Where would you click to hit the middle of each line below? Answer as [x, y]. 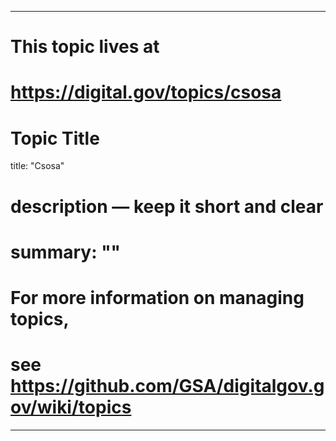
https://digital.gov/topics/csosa [146, 92]
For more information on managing [157, 297]
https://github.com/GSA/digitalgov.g [167, 386]
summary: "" [66, 252]
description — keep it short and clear [167, 206]
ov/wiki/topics [71, 407]
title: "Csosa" [37, 166]
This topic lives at [85, 47]
